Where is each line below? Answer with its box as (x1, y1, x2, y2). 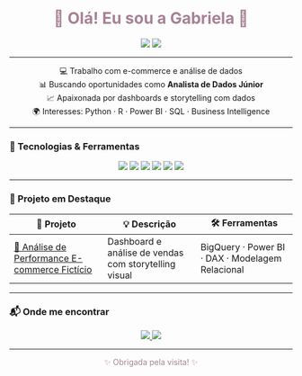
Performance (13, 252, 69, 264)
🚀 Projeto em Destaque (9, 192, 111, 205)
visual (107, 269, 133, 282)
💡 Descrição (122, 218, 177, 230)
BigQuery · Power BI (200, 240, 286, 253)
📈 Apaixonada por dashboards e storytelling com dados (46, 92, 256, 103)
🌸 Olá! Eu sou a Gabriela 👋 (53, 8, 249, 29)
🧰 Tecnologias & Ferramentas (9, 139, 140, 152)
